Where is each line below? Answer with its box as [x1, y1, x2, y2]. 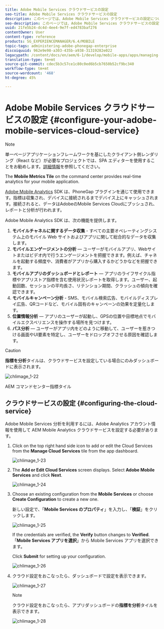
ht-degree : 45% [5, 75, 36, 80]
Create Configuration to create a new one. [12, 496, 99, 502]
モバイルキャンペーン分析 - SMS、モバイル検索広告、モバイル [12, 295, 138, 301]
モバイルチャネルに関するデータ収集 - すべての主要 [12, 228, 115, 234]
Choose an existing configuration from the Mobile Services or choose [12, 491, 154, 497]
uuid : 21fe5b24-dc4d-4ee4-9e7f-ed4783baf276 [5, 25, 97, 30]
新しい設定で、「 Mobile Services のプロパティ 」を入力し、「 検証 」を [12, 506, 149, 512]
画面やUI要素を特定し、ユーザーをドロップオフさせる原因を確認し [20, 331, 154, 337]
